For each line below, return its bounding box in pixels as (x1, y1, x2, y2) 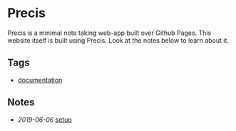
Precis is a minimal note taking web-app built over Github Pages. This (7, 28, 212, 37)
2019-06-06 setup (17, 115, 73, 124)
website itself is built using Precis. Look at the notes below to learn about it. (7, 36, 230, 44)
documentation (17, 75, 63, 84)
